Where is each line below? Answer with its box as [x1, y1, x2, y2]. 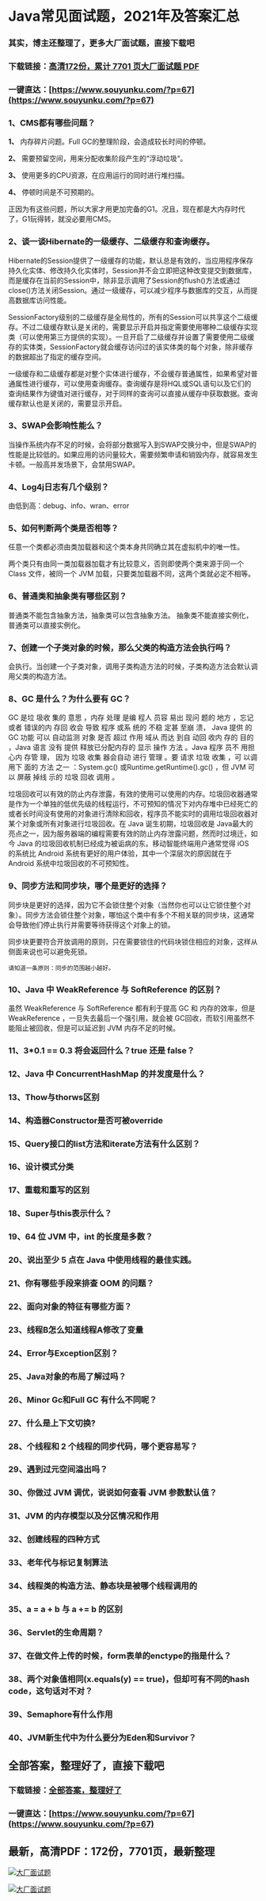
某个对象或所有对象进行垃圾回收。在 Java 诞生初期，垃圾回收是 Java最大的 [8, 819, 253, 829]
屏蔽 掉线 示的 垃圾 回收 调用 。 [17, 772, 120, 782]
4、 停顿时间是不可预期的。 [8, 187, 99, 197]
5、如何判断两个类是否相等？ [8, 523, 119, 534]
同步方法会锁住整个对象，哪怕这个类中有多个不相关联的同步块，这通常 [25, 910, 255, 919]
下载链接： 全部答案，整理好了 [8, 1784, 123, 1795]
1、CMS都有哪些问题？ [8, 117, 96, 128]
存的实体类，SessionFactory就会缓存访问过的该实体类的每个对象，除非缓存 [8, 342, 253, 352]
